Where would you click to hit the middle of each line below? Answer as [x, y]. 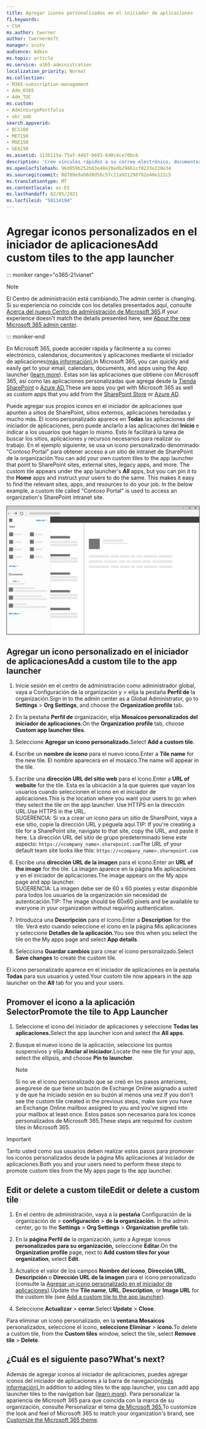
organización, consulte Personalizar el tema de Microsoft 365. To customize [101, 1407]
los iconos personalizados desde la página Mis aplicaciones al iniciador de [101, 1158]
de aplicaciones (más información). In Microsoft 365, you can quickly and [97, 361]
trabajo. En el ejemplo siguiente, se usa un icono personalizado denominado [103, 445]
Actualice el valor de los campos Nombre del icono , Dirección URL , [101, 1271]
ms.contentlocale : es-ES [38, 188]
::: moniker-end [26, 336]
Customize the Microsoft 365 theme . [53, 1420]
